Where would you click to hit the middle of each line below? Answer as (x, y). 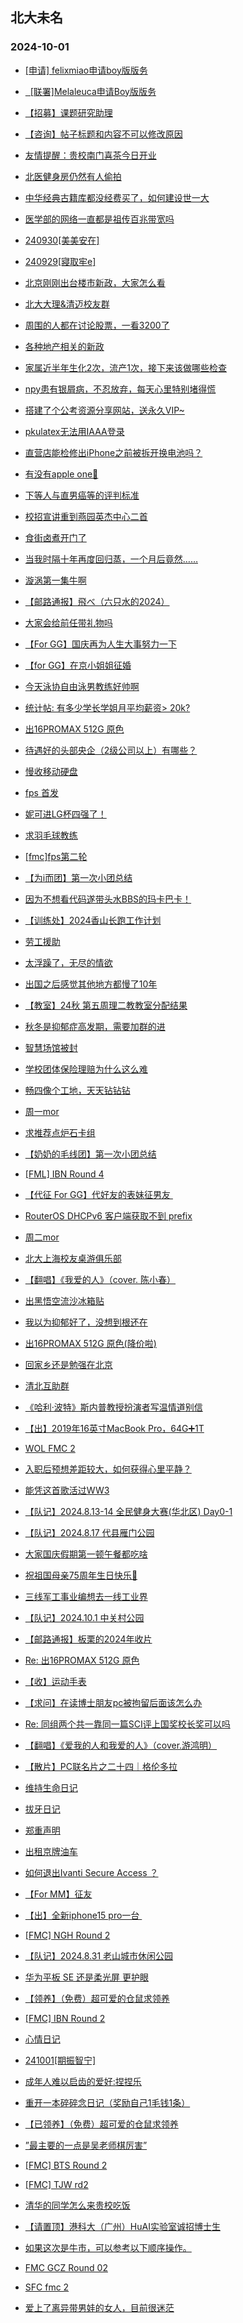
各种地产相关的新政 (64, 346)
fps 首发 (41, 792)
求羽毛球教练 (51, 835)
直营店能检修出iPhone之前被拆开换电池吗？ (113, 452)
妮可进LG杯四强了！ (65, 814)
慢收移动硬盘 (51, 771)
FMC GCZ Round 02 (66, 2267)
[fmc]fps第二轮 (56, 856)
